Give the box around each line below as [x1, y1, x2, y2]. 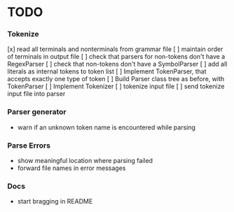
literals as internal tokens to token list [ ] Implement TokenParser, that [7, 67, 207, 76]
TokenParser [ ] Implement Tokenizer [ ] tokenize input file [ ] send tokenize [7, 82, 225, 91]
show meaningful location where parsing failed [17, 157, 153, 165]
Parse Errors [7, 141, 51, 150]
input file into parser [7, 90, 66, 98]
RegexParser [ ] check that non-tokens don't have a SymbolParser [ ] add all [7, 60, 228, 69]
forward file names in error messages [17, 164, 126, 172]
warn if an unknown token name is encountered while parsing [17, 123, 196, 132]
